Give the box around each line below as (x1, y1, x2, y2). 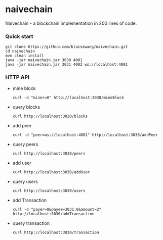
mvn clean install (5, 53, 44, 59)
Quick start (5, 33, 34, 40)
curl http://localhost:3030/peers (12, 151, 86, 156)
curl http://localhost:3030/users (12, 188, 86, 193)
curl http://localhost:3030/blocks (12, 114, 88, 119)
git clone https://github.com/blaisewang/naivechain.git (5, 44, 128, 50)
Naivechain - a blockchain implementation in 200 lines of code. (5, 20, 137, 26)
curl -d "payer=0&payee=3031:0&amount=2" (12, 207, 101, 212)
